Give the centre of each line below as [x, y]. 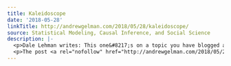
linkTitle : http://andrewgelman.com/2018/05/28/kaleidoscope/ [98, 26]
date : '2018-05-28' [35, 20]
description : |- [30, 39]
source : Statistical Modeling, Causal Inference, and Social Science [109, 33]
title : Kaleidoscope [37, 13]
